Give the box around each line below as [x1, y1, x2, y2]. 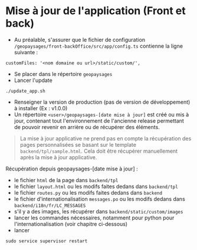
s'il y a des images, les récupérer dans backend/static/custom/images [14, 208, 183, 215]
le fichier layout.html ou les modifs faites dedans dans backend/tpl [14, 183, 178, 190]
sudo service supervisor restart [5, 238, 88, 244]
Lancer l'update [14, 77, 52, 84]
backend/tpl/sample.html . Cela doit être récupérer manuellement [19, 147, 178, 154]
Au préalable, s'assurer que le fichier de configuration [14, 36, 146, 43]
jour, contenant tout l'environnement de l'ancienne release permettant [14, 117, 184, 124]
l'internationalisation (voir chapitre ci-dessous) [14, 220, 128, 228]
